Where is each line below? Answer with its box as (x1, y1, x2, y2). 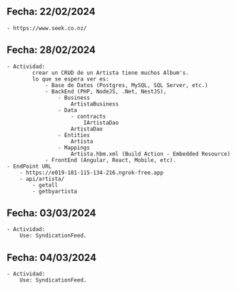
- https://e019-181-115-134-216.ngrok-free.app (19, 169, 163, 176)
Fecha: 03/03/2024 (6, 207, 97, 220)
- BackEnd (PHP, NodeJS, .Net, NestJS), (44, 88, 167, 95)
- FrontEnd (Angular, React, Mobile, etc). (44, 156, 176, 163)
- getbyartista (32, 188, 78, 195)
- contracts (70, 113, 106, 120)
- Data (57, 106, 78, 113)
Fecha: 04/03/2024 (6, 251, 97, 263)
